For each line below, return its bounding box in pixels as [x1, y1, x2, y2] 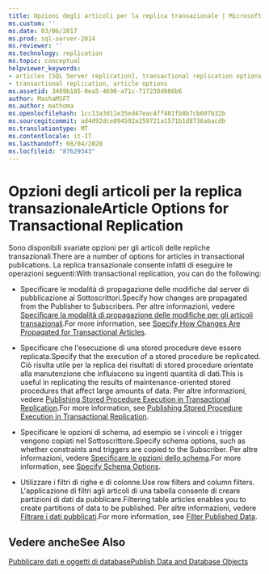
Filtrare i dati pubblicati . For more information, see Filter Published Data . [19, 512, 258, 521]
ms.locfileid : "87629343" [8, 147, 95, 155]
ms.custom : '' [8, 19, 57, 27]
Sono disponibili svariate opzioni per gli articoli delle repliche [8, 243, 211, 253]
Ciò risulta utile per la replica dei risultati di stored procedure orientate [19, 361, 254, 370]
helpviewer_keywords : [8, 65, 82, 73]
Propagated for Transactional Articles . [19, 327, 147, 337]
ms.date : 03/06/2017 [8, 27, 78, 35]
